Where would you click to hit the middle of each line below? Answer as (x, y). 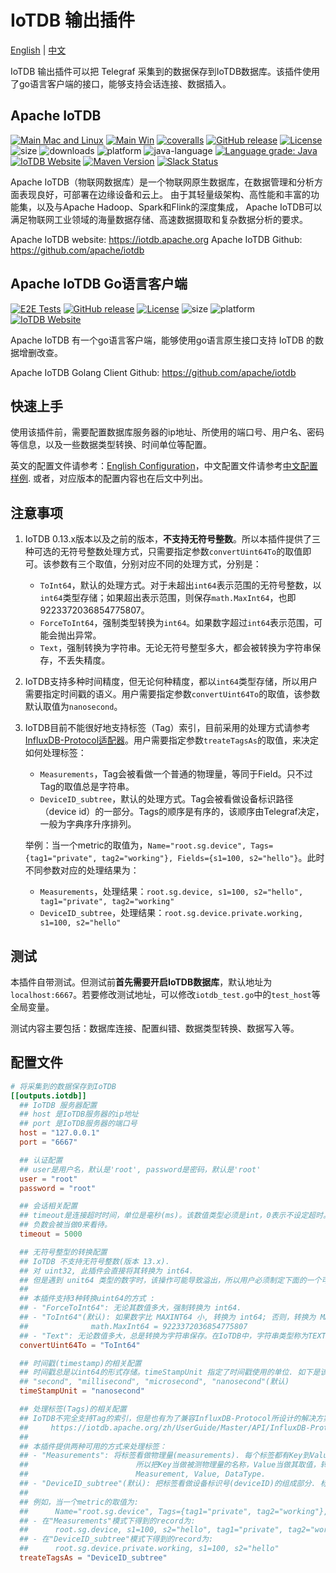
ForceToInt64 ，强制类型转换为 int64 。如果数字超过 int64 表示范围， (177, 623)
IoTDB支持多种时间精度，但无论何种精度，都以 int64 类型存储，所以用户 (171, 682)
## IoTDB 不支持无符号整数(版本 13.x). (94, 1261)
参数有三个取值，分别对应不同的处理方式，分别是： (156, 564)
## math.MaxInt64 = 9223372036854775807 (133, 1326)
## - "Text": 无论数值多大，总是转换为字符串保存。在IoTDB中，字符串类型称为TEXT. (175, 1336)
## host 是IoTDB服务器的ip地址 (79, 1114)
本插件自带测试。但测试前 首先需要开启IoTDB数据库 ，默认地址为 (141, 982)
